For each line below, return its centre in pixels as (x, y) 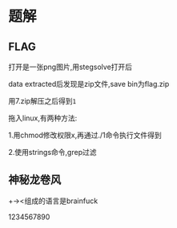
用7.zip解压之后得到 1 (42, 101)
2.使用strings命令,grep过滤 (52, 152)
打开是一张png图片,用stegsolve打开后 (70, 67)
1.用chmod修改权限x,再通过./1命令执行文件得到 (85, 135)
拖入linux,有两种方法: (43, 118)
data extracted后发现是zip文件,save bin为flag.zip (89, 84)
